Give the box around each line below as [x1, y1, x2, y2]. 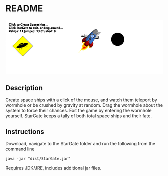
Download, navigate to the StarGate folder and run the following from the [5, 141, 156, 147]
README [5, 3, 43, 14]
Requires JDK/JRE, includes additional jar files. [5, 165, 102, 171]
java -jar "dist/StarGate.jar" [5, 156, 71, 161]
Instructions [5, 127, 44, 136]
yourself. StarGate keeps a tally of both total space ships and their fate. [5, 113, 152, 119]
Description [5, 83, 43, 92]
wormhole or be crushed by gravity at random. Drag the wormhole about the [5, 102, 163, 108]
